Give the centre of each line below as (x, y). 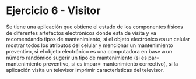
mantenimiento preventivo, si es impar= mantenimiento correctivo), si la (92, 64)
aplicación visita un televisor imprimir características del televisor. (85, 70)
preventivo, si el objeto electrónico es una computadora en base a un (89, 51)
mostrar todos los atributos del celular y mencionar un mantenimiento (90, 45)
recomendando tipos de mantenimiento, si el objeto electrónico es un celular (98, 39)
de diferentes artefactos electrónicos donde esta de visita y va (81, 33)
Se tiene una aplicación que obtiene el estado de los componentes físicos (95, 27)
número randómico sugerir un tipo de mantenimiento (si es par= (83, 58)
